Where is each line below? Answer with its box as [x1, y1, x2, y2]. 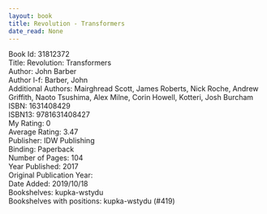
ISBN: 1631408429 [8, 101, 71, 111]
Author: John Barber [8, 67, 77, 76]
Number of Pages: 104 [8, 153, 84, 163]
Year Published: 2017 [8, 162, 79, 172]
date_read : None [8, 27, 63, 35]
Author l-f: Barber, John [8, 75, 88, 85]
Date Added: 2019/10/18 [8, 179, 88, 189]
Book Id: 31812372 [8, 50, 71, 59]
